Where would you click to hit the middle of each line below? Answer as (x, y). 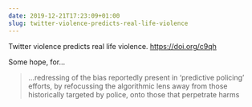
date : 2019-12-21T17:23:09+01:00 (64, 16)
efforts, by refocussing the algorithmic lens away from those (128, 86)
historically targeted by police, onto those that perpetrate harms (134, 94)
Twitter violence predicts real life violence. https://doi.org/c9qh (112, 46)
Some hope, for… (37, 62)
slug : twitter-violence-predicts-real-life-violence (98, 23)
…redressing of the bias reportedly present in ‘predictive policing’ (136, 77)
